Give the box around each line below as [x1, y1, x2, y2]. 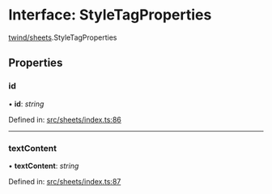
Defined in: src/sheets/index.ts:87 [8, 176, 121, 186]
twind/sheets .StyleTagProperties [8, 32, 117, 42]
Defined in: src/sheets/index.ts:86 [8, 114, 121, 124]
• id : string [8, 99, 45, 109]
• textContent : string [8, 161, 79, 170]
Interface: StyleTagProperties [8, 6, 212, 24]
